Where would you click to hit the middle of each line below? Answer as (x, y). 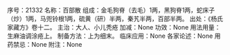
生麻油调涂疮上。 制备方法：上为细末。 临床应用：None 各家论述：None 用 (114, 36)
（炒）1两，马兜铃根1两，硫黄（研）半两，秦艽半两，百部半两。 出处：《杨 (112, 19)
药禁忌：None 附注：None (45, 44)
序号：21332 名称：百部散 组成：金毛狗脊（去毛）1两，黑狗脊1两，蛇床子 (111, 10)
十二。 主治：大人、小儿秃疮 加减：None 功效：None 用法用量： (129, 27)
